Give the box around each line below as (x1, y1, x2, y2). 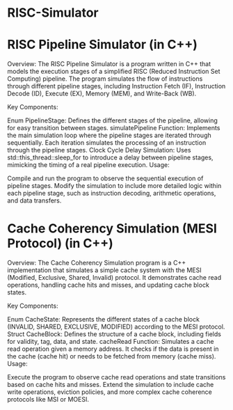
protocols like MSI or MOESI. (7, 395, 89, 404)
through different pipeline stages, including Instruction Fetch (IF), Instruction (7, 82, 226, 90)
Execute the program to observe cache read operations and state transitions (7, 373, 226, 381)
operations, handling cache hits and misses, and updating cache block (7, 281, 210, 290)
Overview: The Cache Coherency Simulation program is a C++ (7, 259, 186, 267)
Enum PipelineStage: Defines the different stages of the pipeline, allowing (7, 116, 218, 125)
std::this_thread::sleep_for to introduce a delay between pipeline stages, (7, 153, 214, 161)
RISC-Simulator (7, 5, 99, 21)
